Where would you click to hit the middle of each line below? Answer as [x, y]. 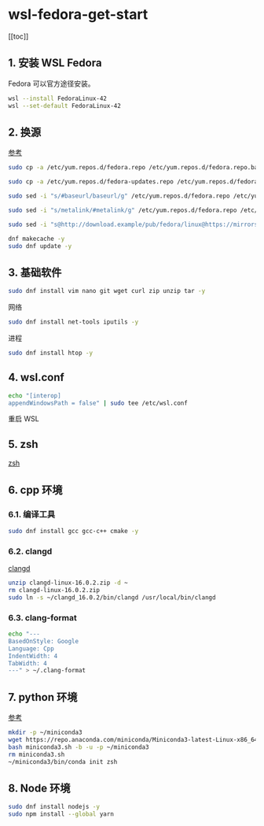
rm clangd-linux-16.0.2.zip [54, 590]
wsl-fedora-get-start [78, 15]
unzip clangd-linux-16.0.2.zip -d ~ [68, 583]
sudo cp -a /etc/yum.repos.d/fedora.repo [77, 168]
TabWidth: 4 [27, 663]
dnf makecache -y [37, 239]
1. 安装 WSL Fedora [55, 63]
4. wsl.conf [36, 378]
